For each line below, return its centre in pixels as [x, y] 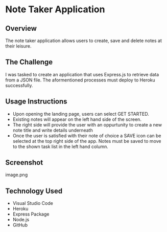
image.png [17, 175]
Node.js [21, 220]
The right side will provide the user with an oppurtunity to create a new [87, 124]
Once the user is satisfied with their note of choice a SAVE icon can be [87, 135]
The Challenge [29, 62]
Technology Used [34, 191]
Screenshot [24, 163]
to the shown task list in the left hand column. [61, 146]
